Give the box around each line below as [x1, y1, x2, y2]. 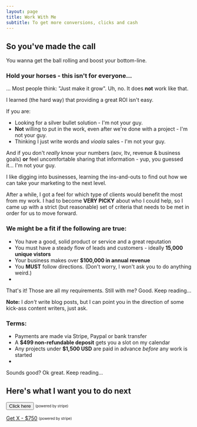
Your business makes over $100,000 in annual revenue [14, 257, 151, 264]
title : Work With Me [6, 14, 57, 20]
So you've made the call [6, 41, 96, 51]
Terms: [6, 319, 27, 327]
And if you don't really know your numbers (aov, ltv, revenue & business [6, 150, 181, 157]
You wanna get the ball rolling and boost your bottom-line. [6, 57, 147, 64]
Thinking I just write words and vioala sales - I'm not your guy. [14, 138, 166, 145]
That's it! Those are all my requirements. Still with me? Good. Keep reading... [6, 287, 192, 294]
